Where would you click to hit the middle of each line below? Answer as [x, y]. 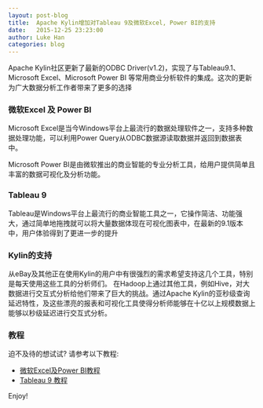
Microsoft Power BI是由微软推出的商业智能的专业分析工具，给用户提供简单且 [131, 165]
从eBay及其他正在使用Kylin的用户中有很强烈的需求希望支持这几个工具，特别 [131, 274]
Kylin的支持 [30, 255]
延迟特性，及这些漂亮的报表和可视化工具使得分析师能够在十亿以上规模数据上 [132, 304]
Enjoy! [18, 396]
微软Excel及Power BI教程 [60, 370]
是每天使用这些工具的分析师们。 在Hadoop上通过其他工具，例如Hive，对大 [129, 284]
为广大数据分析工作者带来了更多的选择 [70, 88]
